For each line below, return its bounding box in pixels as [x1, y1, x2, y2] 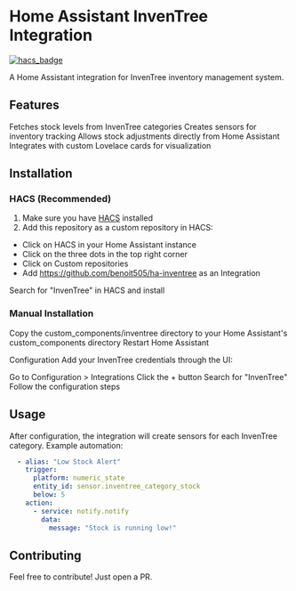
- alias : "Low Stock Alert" [17, 457, 122, 466]
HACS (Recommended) [9, 193, 112, 206]
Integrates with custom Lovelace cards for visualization [9, 140, 212, 150]
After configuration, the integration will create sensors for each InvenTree [9, 430, 278, 441]
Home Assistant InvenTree [9, 6, 209, 27]
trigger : [25, 466, 58, 474]
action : [25, 498, 53, 507]
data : [41, 514, 62, 524]
